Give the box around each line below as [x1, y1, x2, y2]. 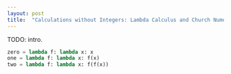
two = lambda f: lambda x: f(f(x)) [7, 61, 109, 69]
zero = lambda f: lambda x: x [7, 49, 94, 56]
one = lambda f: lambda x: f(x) [7, 55, 100, 62]
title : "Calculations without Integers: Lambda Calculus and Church [7, 16, 211, 23]
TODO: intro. [7, 35, 43, 43]
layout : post [7, 10, 45, 17]
